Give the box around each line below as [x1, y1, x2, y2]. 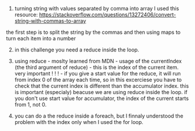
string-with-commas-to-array [14, 18, 87, 24]
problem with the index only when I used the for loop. [14, 119, 143, 125]
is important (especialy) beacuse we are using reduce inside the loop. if [14, 89, 187, 95]
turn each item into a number [6, 35, 76, 42]
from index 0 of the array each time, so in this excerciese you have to [14, 76, 182, 83]
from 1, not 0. [14, 101, 47, 108]
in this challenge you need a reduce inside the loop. [14, 46, 139, 53]
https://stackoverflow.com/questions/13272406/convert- [39, 11, 176, 18]
